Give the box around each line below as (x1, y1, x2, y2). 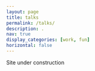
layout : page (6, 8, 39, 15)
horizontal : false (6, 43, 52, 49)
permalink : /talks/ (6, 20, 55, 26)
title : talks (6, 14, 39, 20)
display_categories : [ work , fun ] (6, 37, 90, 43)
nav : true (6, 31, 31, 37)
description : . (6, 25, 44, 32)
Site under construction (6, 58, 65, 66)
